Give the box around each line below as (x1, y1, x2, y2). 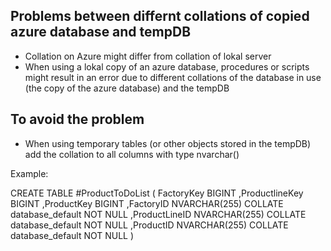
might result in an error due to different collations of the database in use (24, 71, 322, 83)
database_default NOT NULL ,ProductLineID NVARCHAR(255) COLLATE (10, 208, 307, 220)
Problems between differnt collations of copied (10, 8, 310, 25)
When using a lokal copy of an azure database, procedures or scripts (24, 60, 310, 73)
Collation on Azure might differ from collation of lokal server (24, 50, 272, 62)
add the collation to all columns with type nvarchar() (24, 148, 240, 160)
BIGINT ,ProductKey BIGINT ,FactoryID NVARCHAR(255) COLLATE (10, 197, 284, 209)
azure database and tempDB (10, 24, 192, 41)
